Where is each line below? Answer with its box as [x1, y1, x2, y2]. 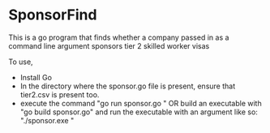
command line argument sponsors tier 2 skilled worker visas [8, 41, 210, 50]
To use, [8, 57, 34, 66]
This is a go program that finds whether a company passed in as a [8, 32, 229, 42]
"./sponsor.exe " [19, 115, 75, 125]
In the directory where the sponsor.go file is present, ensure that [19, 81, 236, 91]
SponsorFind [8, 6, 97, 24]
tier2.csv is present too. [19, 89, 100, 99]
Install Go [19, 72, 53, 82]
